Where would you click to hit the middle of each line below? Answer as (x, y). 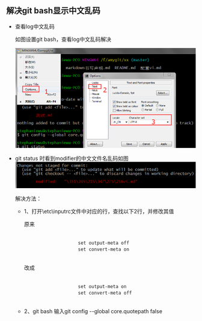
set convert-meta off (105, 293)
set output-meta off (103, 243)
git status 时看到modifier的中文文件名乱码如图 (72, 159)
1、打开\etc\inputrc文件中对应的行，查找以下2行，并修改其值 (99, 211)
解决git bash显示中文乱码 (54, 11)
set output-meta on (102, 286)
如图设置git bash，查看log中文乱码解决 (63, 39)
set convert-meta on (103, 249)
